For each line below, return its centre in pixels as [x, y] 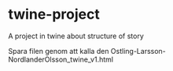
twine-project [54, 14]
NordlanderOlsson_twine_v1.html [61, 59]
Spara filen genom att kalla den [59, 51]
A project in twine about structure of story [76, 36]
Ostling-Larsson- [138, 51]
